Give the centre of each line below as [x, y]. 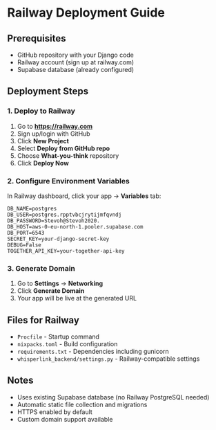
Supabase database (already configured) [76, 70]
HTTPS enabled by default [55, 412]
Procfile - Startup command [58, 337]
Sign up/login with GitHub [54, 134]
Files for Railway [43, 320]
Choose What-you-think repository [68, 155]
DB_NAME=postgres [32, 208]
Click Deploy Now [43, 163]
